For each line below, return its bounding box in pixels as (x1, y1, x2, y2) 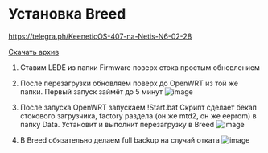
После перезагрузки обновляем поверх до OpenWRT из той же (19, 78, 239, 88)
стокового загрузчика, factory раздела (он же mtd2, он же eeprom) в (19, 110, 257, 121)
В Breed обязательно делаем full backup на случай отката (19, 134, 220, 145)
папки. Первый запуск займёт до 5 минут (19, 86, 163, 97)
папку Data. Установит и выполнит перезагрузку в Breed (19, 119, 215, 129)
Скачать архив (8, 47, 60, 56)
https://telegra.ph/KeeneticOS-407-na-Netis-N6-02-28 (8, 31, 192, 41)
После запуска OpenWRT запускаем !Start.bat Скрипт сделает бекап (19, 102, 258, 112)
